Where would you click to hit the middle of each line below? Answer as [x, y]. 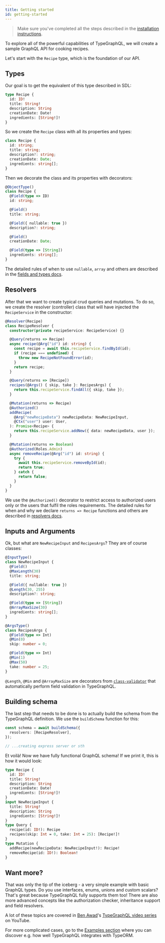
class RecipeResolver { [30, 326]
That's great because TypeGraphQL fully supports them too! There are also [82, 895]
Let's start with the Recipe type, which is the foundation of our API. [73, 58]
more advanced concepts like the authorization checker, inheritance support [83, 900]
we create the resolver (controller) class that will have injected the [72, 307]
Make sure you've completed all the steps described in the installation [88, 28]
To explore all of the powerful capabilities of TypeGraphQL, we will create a [82, 43]
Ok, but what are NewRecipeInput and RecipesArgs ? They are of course [76, 543]
